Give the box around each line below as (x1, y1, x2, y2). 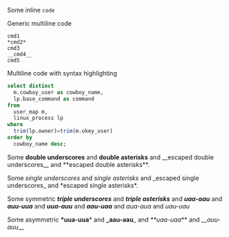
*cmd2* (7, 39, 26, 46)
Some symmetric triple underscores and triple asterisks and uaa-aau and (7, 194, 223, 203)
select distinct (7, 82, 54, 89)
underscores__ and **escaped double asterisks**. (7, 160, 150, 168)
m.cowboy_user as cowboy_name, (13, 89, 104, 96)
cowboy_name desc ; (13, 140, 67, 148)
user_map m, (13, 108, 49, 115)
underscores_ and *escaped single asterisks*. (7, 181, 139, 189)
